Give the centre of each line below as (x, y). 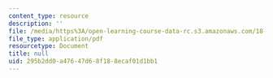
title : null (28, 54)
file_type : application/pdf (56, 39)
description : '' (36, 24)
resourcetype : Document (49, 46)
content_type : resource (49, 16)
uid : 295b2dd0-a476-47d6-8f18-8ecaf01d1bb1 (83, 62)
